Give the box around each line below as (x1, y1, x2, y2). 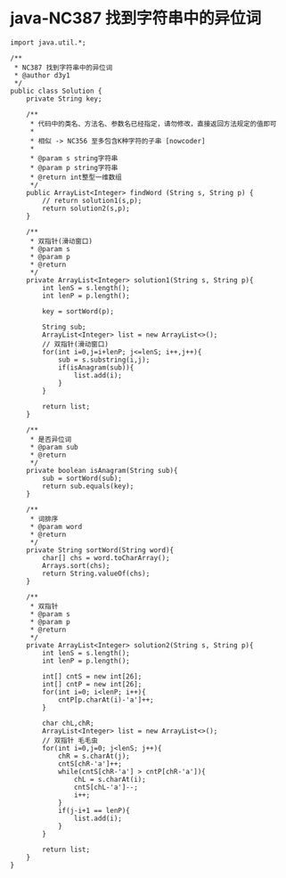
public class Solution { (10, 86, 102, 95)
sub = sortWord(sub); (42, 474, 123, 483)
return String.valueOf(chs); (42, 569, 151, 578)
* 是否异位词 (29, 435, 72, 443)
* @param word (29, 522, 83, 531)
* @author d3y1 (13, 70, 70, 80)
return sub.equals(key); (42, 482, 135, 491)
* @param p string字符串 (29, 163, 118, 172)
